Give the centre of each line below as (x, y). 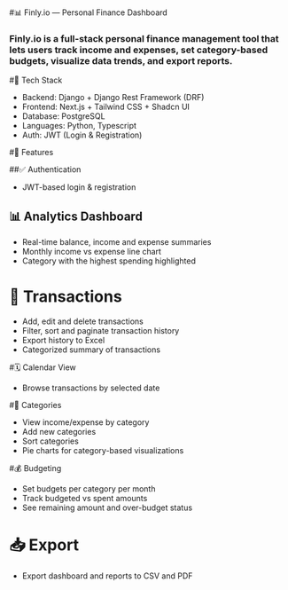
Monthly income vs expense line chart (92, 252)
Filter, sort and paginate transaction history (101, 331)
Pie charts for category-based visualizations (103, 451)
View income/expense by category (86, 422)
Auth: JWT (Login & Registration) (82, 135)
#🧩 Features (31, 153)
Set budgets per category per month (89, 489)
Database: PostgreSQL (63, 116)
